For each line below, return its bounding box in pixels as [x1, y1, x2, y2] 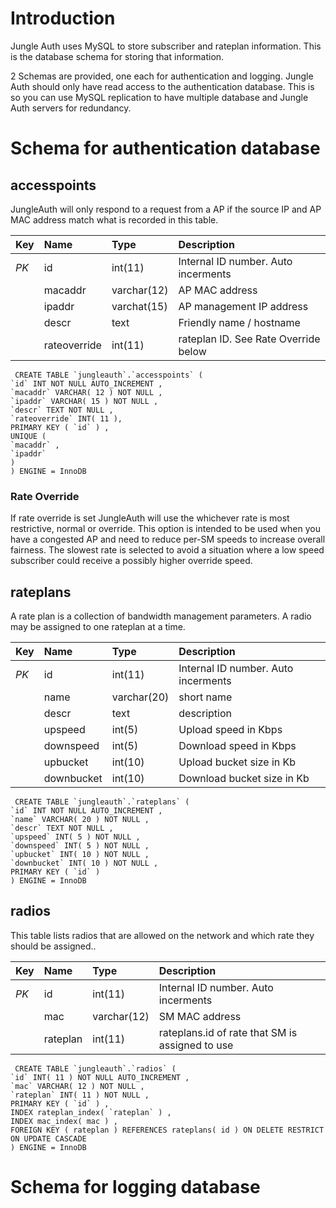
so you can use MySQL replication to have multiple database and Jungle [10, 91, 309, 103]
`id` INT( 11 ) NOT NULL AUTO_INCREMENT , [10, 1072, 190, 1082]
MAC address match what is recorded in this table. [10, 213, 219, 226]
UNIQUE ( [10, 431, 47, 441]
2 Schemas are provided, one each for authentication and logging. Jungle [10, 70, 314, 82]
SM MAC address [158, 1009, 242, 1023]
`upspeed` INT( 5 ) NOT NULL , [10, 832, 141, 842]
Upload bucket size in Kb [178, 755, 297, 769]
